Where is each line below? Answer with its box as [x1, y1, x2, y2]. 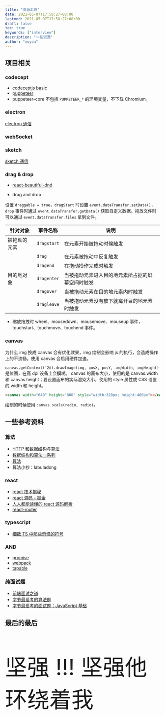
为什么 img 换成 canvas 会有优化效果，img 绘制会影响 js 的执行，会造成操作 [5, 349, 158, 355]
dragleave [36, 302, 60, 307]
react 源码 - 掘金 [12, 495, 46, 501]
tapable [12, 565, 28, 571]
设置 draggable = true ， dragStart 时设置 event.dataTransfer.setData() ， [5, 202, 156, 208]
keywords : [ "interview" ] [5, 30, 56, 35]
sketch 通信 [5, 158, 28, 164]
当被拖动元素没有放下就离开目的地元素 [64, 298, 153, 305]
